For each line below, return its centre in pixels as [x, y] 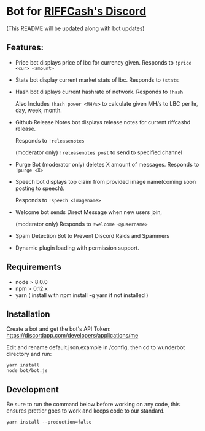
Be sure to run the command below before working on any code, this [93, 405]
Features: [25, 48]
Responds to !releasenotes [50, 140]
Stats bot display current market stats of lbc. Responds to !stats [97, 80]
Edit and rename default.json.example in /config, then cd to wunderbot [96, 347]
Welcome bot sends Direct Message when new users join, [89, 212]
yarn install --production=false [49, 422]
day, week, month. [39, 110]
